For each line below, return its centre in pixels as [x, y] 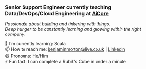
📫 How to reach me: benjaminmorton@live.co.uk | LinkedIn [65, 49]
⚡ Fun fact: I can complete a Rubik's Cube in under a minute [66, 62]
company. [15, 34]
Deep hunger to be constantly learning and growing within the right [73, 29]
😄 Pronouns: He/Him [26, 56]
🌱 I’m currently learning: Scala [36, 44]
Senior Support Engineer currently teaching [58, 7]
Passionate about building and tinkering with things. [58, 24]
